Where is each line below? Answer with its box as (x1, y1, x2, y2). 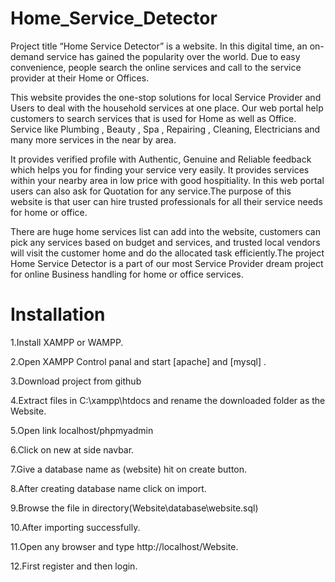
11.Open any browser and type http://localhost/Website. (10, 540, 239, 552)
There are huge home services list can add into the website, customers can (10, 225, 322, 237)
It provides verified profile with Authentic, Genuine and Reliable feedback (10, 153, 312, 165)
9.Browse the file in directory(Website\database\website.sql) (10, 502, 259, 514)
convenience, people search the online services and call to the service (10, 61, 302, 73)
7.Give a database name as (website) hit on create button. (10, 463, 248, 475)
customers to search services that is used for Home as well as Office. (10, 112, 297, 124)
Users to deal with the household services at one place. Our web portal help (10, 102, 324, 114)
